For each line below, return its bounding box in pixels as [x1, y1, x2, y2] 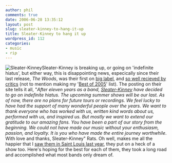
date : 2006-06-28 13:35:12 [5, 17, 63, 22]
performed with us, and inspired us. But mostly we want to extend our [5, 113, 154, 119]
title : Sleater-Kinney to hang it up [5, 31, 86, 36]
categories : [5, 41, 31, 46]
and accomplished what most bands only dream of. [5, 152, 114, 158]
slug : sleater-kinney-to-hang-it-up [5, 27, 84, 32]
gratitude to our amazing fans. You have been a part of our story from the [5, 119, 162, 125]
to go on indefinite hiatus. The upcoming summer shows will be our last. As [5, 92, 165, 98]
